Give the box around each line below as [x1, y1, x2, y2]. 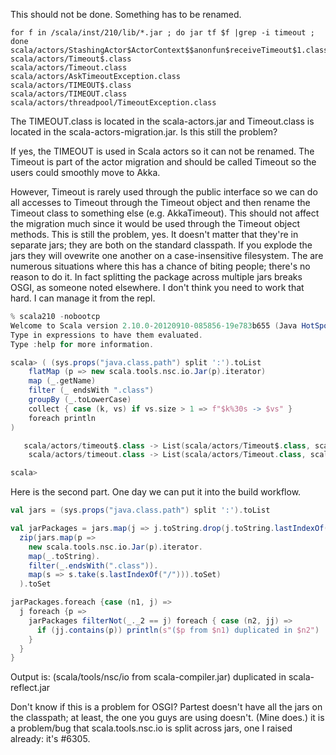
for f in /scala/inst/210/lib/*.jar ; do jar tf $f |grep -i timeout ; [10, 28, 315, 38]
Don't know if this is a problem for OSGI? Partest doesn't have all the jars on [10, 701, 323, 713]
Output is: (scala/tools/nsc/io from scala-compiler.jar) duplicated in [10, 671, 287, 683]
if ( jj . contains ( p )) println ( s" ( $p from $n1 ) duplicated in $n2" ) [36, 625, 320, 635]
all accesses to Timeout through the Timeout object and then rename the [10, 197, 311, 208]
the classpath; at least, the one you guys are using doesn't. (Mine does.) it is [10, 712, 325, 724]
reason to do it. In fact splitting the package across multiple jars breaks [10, 271, 303, 283]
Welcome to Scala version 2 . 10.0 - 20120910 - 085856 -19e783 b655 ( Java [10, 320, 298, 331]
